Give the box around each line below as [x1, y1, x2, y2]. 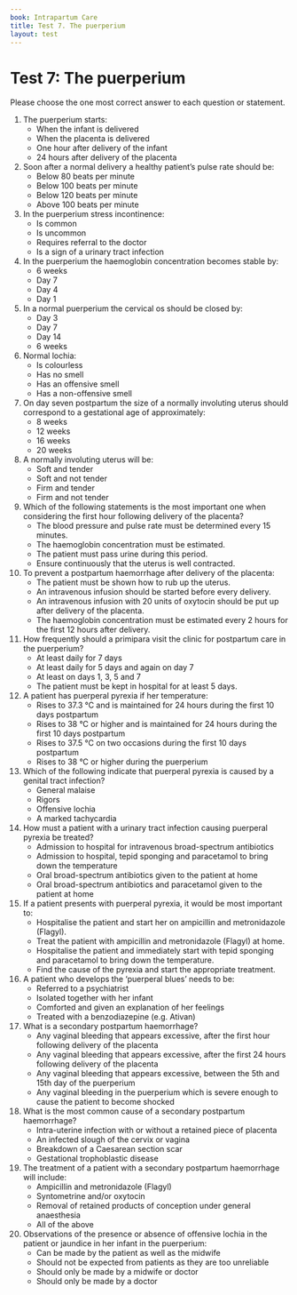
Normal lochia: [22, 350, 77, 361]
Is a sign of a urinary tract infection [35, 246, 165, 258]
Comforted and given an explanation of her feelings [35, 1002, 225, 1013]
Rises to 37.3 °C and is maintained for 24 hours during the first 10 [35, 699, 274, 711]
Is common [35, 219, 78, 229]
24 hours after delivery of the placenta [35, 152, 177, 163]
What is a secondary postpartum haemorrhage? [22, 1021, 199, 1032]
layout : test [10, 29, 59, 38]
